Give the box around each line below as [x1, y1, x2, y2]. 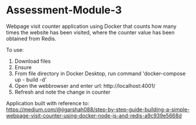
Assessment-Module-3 [6, 3, 122, 17]
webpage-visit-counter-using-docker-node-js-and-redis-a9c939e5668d [6, 112, 183, 119]
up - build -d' [14, 76, 47, 83]
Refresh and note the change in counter [14, 88, 111, 95]
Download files [14, 58, 51, 65]
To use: [6, 46, 25, 53]
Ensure [14, 63, 32, 70]
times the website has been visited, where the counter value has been [6, 28, 175, 35]
